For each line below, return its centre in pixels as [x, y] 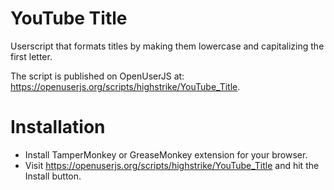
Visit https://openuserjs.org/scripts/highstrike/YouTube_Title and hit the [172, 165]
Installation [58, 127]
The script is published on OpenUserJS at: [97, 76]
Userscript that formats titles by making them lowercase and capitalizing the [167, 46]
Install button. [53, 176]
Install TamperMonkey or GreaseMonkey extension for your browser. [166, 154]
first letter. [31, 56]
